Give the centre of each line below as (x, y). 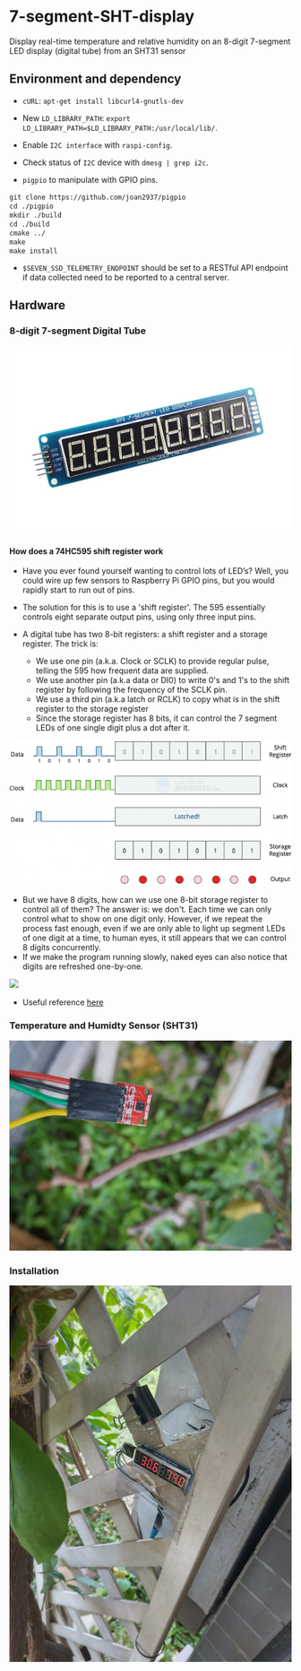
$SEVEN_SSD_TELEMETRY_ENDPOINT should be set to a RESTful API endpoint (155, 267)
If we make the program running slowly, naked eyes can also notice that (155, 957)
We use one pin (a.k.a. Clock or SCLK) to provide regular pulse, (152, 662)
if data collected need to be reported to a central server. (126, 277)
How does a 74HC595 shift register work (86, 551)
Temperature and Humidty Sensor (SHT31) (104, 1026)
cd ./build (30, 224)
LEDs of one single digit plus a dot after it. (113, 728)
